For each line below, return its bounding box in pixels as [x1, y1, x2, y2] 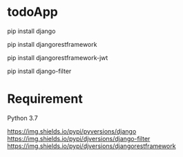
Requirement [7, 91, 83, 107]
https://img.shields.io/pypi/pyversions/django [7, 127, 137, 135]
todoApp [7, 4, 59, 20]
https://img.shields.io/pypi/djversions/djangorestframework [7, 142, 176, 150]
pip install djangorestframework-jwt [7, 53, 108, 62]
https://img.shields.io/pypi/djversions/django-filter [7, 134, 151, 143]
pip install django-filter [7, 67, 72, 75]
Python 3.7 [7, 114, 38, 122]
